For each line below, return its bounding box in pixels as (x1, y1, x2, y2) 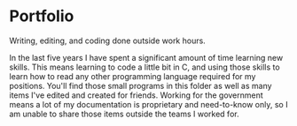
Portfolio (9, 6, 74, 26)
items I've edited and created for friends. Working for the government (9, 90, 263, 100)
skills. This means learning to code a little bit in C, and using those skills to (9, 62, 281, 72)
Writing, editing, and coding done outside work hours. (9, 35, 206, 46)
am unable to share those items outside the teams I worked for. (9, 108, 239, 119)
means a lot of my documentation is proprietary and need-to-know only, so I (9, 99, 288, 109)
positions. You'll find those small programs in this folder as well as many (9, 80, 272, 91)
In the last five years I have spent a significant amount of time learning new (9, 52, 284, 63)
